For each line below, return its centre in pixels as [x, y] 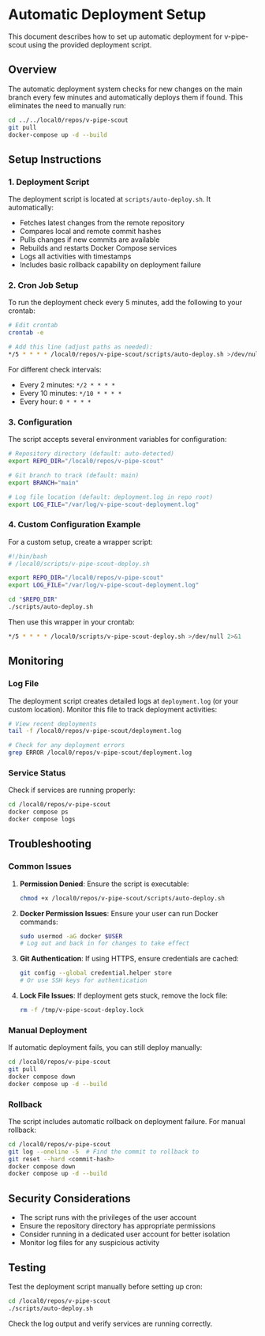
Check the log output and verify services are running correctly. [110, 1323]
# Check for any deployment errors [67, 745]
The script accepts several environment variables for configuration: [118, 440]
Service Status [37, 772]
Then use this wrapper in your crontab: [72, 621]
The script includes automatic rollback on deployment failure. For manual [127, 1121]
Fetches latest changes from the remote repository [102, 223]
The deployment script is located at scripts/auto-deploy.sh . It [110, 199]
